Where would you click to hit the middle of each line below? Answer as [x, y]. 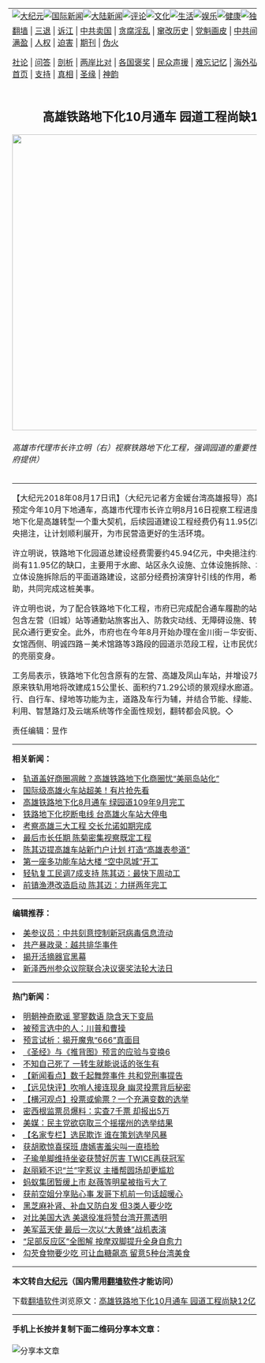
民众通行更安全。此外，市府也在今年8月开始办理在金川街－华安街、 [137, 632]
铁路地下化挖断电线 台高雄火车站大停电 [95, 814]
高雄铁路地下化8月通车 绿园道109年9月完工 [104, 803]
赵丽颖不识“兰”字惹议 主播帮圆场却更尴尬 [99, 1170]
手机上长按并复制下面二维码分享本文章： [88, 1329]
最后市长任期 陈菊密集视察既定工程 [88, 838]
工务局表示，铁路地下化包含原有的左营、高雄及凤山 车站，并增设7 [133, 676]
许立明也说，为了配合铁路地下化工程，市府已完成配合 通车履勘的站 [135, 608]
